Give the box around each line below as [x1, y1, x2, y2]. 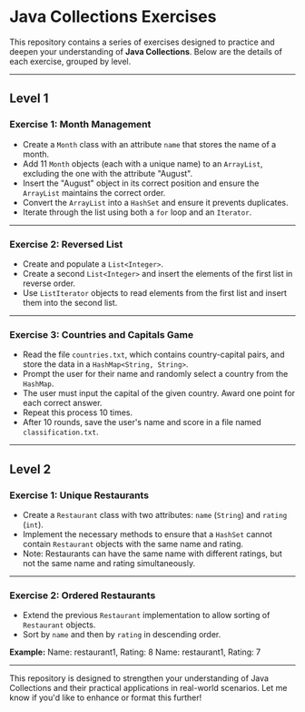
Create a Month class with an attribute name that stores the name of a [22, 138, 277, 149]
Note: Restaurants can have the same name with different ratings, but [22, 548, 283, 559]
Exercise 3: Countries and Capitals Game [9, 328, 193, 341]
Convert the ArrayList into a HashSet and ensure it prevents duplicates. [22, 197, 289, 208]
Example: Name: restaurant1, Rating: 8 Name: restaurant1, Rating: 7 [9, 646, 261, 657]
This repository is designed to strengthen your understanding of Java [9, 673, 270, 684]
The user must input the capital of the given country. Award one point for [22, 388, 296, 399]
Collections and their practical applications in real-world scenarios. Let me [9, 683, 288, 694]
